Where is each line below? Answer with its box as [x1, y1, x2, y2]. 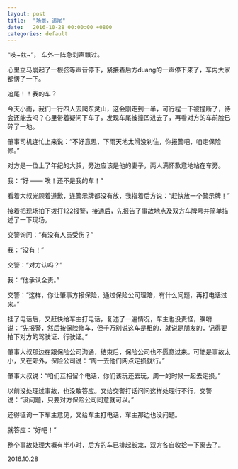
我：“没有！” [7, 245, 45, 254]
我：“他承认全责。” [7, 276, 60, 285]
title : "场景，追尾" [7, 17, 66, 24]
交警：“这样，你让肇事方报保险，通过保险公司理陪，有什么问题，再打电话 [7, 291, 222, 299]
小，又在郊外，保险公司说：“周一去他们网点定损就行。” [7, 356, 165, 365]
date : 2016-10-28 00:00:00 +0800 [7, 23, 113, 31]
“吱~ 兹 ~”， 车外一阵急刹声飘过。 [7, 50, 104, 59]
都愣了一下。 [7, 75, 45, 83]
